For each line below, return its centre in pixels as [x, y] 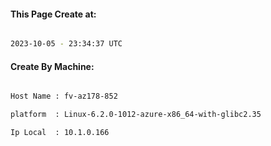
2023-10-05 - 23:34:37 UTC [66, 44]
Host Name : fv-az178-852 [64, 96]
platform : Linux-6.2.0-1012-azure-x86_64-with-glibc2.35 [136, 115]
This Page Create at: [53, 14]
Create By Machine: [52, 66]
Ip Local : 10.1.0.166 [60, 133]
